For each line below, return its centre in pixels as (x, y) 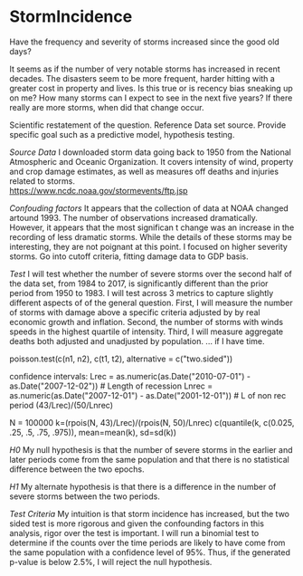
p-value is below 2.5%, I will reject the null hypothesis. (111, 562)
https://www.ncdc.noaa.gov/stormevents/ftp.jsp (99, 190)
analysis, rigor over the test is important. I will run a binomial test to (134, 533)
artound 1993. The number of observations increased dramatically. (133, 217)
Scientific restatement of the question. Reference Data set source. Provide (148, 125)
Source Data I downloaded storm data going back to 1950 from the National (151, 152)
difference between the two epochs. (77, 469)
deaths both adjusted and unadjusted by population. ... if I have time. (137, 341)
